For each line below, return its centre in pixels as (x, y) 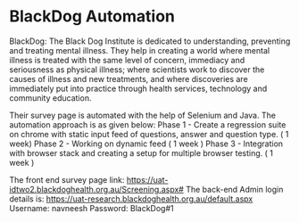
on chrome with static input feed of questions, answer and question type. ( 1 (149, 134)
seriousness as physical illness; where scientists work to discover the (137, 70)
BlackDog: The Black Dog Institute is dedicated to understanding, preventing (150, 41)
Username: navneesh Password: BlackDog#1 (91, 208)
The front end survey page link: (67, 179)
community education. (50, 98)
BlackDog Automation (92, 16)
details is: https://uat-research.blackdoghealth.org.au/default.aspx (131, 199)
